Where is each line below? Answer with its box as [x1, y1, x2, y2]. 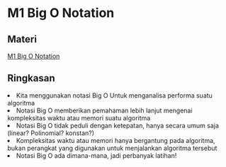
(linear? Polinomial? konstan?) [7, 129, 94, 137]
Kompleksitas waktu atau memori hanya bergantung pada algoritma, [16, 136, 215, 144]
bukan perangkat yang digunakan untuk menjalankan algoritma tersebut [7, 144, 217, 152]
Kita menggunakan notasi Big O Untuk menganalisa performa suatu [16, 91, 213, 100]
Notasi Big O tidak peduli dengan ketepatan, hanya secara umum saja [16, 121, 220, 129]
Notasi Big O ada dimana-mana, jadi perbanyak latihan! [16, 151, 177, 160]
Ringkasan [7, 72, 55, 84]
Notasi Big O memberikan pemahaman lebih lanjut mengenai [16, 106, 193, 115]
